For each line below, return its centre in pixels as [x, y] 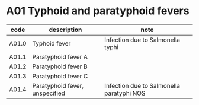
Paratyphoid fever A [60, 56]
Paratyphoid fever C [60, 76]
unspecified [49, 93]
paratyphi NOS [125, 93]
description [65, 30]
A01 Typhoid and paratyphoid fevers [98, 11]
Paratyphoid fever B [60, 66]
